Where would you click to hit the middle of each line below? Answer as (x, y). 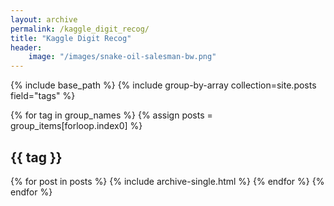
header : (26, 47)
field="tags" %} (43, 96)
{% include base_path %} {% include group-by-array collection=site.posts (163, 85)
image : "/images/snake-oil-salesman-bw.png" (122, 57)
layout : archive (44, 19)
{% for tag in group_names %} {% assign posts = (111, 115)
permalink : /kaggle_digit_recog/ (80, 29)
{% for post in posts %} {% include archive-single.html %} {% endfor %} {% (167, 181)
